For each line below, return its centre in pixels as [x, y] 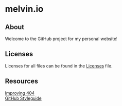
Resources [22, 81]
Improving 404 [20, 93]
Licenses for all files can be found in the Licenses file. [59, 66]
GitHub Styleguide [23, 98]
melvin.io [24, 9]
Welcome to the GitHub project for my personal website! [61, 39]
